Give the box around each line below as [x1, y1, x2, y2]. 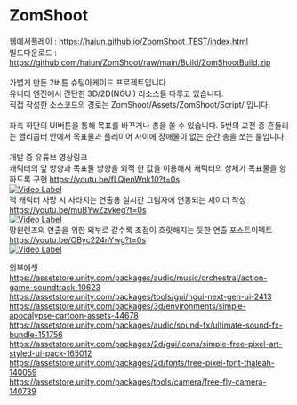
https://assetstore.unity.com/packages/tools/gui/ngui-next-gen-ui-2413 [9, 291, 272, 302]
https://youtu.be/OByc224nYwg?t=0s [9, 234, 147, 245]
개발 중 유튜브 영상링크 [9, 151, 88, 162]
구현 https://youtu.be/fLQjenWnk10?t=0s [32, 174, 181, 184]
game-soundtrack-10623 [9, 281, 101, 292]
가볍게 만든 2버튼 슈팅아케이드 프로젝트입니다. [9, 77, 169, 87]
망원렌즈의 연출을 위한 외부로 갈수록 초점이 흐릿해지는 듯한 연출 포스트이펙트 [9, 224, 273, 235]
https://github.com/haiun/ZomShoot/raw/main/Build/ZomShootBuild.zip [9, 57, 271, 68]
